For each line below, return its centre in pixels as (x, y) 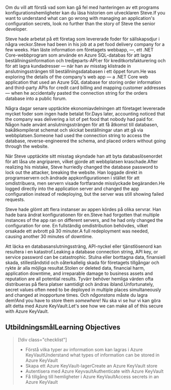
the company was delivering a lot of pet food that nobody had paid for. (80, 119)
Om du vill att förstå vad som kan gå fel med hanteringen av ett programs (82, 7)
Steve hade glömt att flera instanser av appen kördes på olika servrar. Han (83, 209)
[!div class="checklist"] (42, 340)
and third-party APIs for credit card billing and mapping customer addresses (86, 88)
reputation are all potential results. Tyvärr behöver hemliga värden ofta (79, 279)
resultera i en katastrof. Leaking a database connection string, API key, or (82, 252)
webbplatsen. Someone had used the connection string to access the (78, 135)
